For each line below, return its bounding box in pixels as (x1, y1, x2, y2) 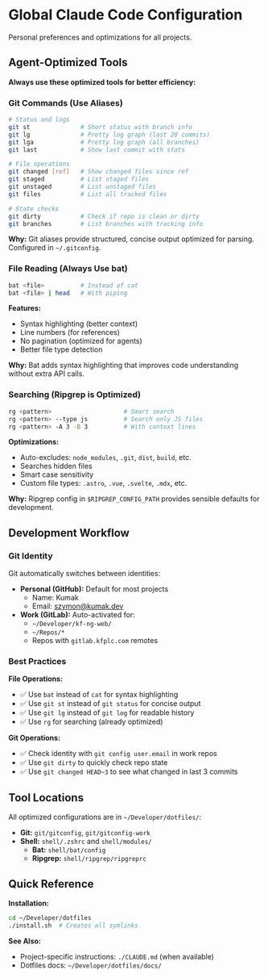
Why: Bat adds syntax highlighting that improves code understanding (8, 361, 239, 370)
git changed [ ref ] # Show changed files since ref (8, 168, 189, 176)
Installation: (8, 898, 50, 908)
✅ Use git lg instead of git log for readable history (19, 708, 195, 717)
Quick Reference (8, 877, 94, 891)
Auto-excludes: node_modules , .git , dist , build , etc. (19, 453, 192, 462)
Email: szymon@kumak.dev (31, 601, 124, 611)
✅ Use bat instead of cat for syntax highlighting (19, 690, 179, 700)
